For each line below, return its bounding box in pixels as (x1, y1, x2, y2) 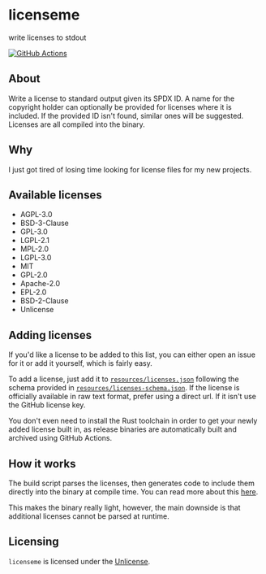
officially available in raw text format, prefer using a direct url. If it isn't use (8, 392, 257, 402)
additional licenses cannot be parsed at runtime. (8, 511, 169, 521)
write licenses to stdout (8, 33, 87, 42)
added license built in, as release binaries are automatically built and (8, 424, 237, 434)
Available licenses (8, 188, 103, 202)
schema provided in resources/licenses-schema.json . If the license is (8, 383, 240, 393)
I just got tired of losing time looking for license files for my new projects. (8, 164, 252, 174)
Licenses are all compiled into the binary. (8, 120, 146, 129)
